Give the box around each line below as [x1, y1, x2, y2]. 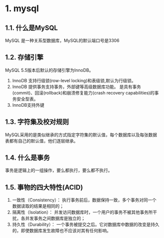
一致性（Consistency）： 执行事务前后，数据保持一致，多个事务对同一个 [12, 197, 157, 203]
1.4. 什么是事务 [5, 154, 50, 162]
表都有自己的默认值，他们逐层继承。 [5, 138, 78, 143]
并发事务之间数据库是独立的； [25, 215, 86, 221]
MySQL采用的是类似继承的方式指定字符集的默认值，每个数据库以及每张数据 [5, 132, 158, 138]
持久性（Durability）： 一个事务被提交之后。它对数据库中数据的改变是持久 [12, 221, 160, 228]
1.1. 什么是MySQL [5, 24, 58, 32]
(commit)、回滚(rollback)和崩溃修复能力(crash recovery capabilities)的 [12, 90, 155, 95]
